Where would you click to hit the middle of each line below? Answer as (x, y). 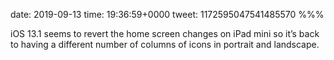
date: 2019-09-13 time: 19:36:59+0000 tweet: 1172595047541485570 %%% (167, 14)
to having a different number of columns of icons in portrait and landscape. (165, 44)
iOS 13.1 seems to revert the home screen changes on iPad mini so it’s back (165, 33)
